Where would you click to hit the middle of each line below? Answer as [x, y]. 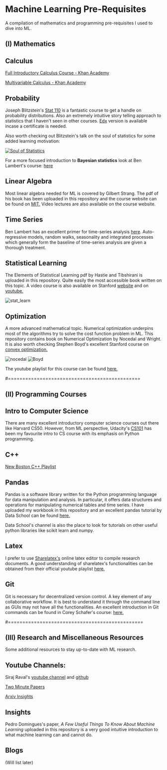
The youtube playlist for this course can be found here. [61, 369]
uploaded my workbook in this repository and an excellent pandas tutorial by [83, 510]
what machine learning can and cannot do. [49, 735]
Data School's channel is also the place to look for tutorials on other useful [82, 525]
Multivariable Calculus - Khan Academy [46, 83]
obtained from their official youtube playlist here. [55, 569]
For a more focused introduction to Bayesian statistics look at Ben [73, 160]
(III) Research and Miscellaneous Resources [75, 638]
